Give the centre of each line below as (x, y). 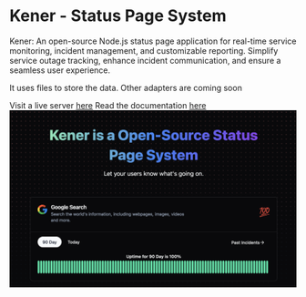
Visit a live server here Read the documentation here (108, 105)
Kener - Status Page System (118, 16)
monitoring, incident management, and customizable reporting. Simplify (144, 50)
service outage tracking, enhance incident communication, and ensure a (145, 60)
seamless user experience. (60, 70)
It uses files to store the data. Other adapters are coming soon (126, 87)
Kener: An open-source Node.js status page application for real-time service (153, 41)
